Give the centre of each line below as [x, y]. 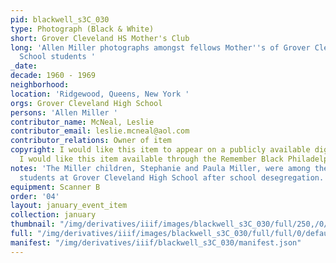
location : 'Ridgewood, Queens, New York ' [100, 94]
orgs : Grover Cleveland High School [86, 103]
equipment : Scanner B [55, 187]
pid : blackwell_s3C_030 [60, 19]
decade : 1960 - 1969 [53, 76]
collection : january [53, 215]
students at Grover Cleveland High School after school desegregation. [172, 177]
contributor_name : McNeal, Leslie [82, 122]
